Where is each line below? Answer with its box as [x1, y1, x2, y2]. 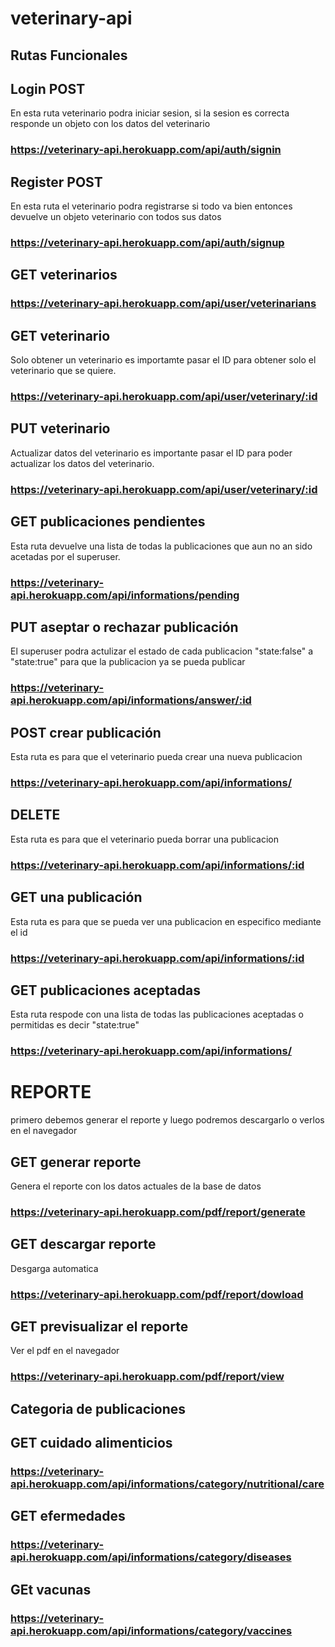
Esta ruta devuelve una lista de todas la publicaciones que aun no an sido [10, 540, 313, 552]
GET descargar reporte [10, 1236, 157, 1253]
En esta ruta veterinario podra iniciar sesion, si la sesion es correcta [10, 107, 290, 119]
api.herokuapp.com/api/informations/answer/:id [10, 693, 252, 707]
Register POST [10, 173, 103, 191]
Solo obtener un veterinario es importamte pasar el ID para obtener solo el [10, 354, 317, 366]
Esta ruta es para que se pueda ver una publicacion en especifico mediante [10, 915, 322, 927]
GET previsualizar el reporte [10, 1318, 189, 1336]
